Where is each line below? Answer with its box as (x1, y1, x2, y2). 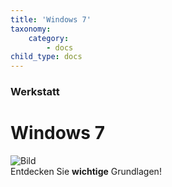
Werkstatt (10, 85, 60, 99)
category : (28, 33, 70, 43)
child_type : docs (10, 52, 83, 62)
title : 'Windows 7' (10, 14, 92, 25)
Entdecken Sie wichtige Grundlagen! (10, 165, 162, 177)
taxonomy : (10, 24, 52, 34)
